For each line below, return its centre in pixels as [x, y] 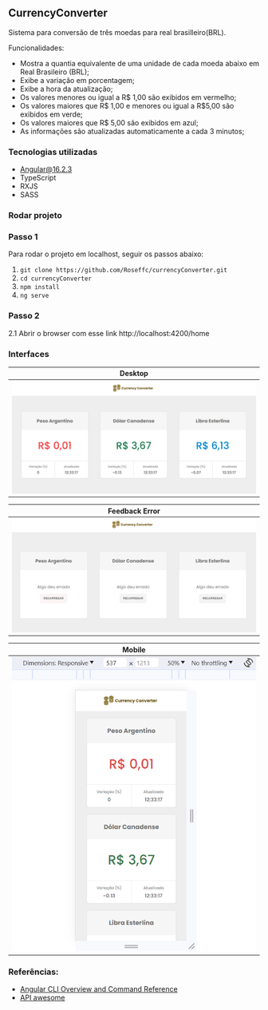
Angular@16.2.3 [46, 169]
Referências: [33, 972]
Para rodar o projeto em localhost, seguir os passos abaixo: [106, 254]
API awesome [42, 998]
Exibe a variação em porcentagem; [77, 80]
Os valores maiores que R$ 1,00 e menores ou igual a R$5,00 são [127, 105]
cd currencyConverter [55, 279]
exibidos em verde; [51, 114]
